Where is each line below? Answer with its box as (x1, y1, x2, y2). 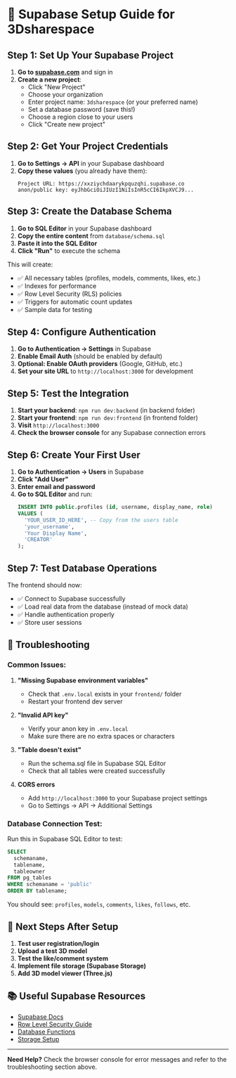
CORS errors (17, 780, 55, 788)
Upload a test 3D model (17, 947, 88, 955)
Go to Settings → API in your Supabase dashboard (17, 159, 164, 167)
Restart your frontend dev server (27, 697, 123, 706)
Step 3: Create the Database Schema (7, 205, 172, 217)
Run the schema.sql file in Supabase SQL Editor (27, 759, 166, 767)
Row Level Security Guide (17, 1020, 93, 1028)
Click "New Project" (27, 83, 86, 91)
